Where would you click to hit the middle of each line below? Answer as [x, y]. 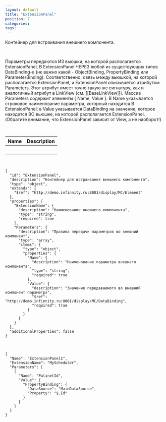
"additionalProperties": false [42, 332]
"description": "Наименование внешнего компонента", [74, 210]
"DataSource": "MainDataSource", [62, 389]
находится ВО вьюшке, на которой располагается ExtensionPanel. [75, 114]
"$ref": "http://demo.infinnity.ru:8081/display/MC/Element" [78, 193]
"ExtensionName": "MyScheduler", [44, 363]
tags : [11, 28]
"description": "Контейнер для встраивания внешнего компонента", [80, 180]
